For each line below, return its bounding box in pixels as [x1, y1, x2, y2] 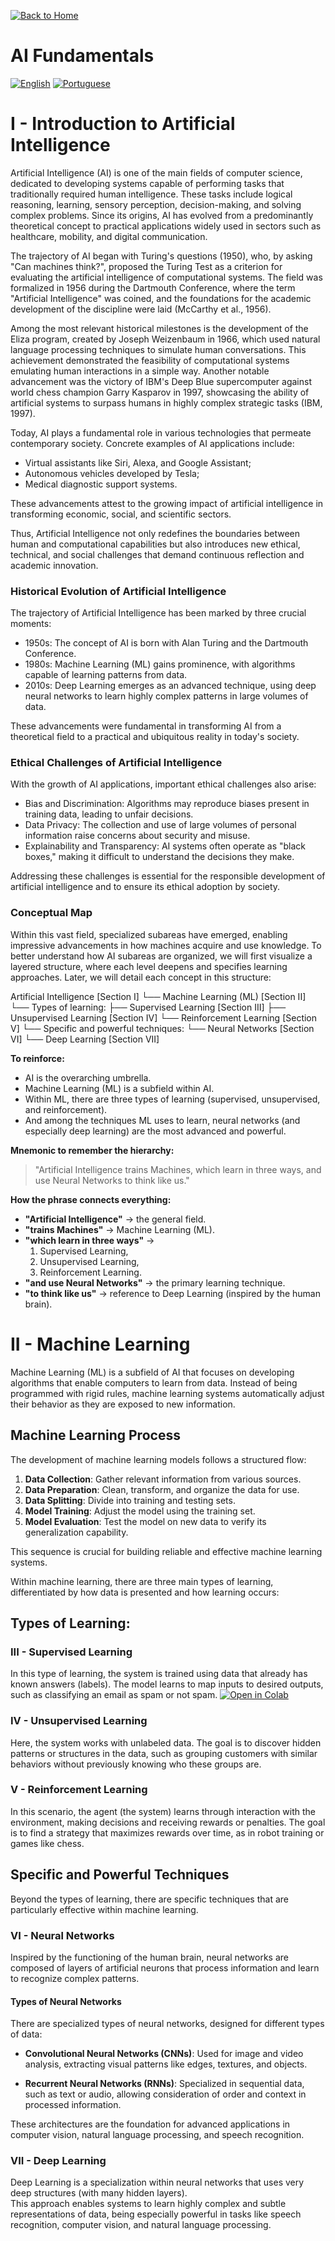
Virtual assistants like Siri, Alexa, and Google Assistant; [24, 456, 252, 469]
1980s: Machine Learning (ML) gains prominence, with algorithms [24, 658, 296, 670]
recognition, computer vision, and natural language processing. [10, 2219, 272, 2231]
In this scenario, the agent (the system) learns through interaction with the [10, 1805, 317, 1817]
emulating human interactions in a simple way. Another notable [10, 365, 270, 377]
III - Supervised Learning [10, 1645, 133, 1659]
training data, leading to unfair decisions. [24, 808, 194, 820]
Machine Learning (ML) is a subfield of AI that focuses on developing [10, 1366, 295, 1378]
